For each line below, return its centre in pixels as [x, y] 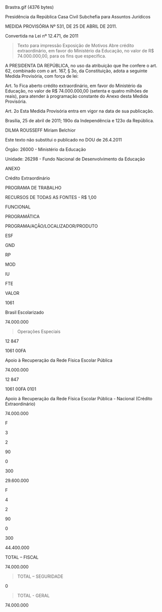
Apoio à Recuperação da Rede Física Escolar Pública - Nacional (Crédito [79, 399]
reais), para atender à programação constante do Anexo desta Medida [77, 96]
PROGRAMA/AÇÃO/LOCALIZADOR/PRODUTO [51, 226]
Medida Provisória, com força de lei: [42, 76]
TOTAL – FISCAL [22, 557]
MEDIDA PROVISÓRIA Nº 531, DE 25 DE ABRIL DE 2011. [61, 26]
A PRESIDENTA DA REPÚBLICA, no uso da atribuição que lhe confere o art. [81, 66]
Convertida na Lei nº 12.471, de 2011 [42, 36]
